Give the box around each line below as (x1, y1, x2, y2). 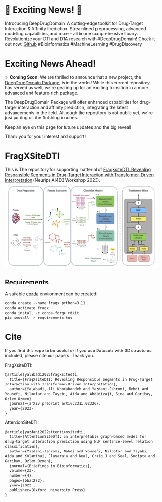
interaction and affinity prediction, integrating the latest (17, 104, 128, 110)
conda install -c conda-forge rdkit (5, 311, 79, 316)
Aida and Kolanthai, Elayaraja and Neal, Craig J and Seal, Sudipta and (5, 454, 155, 459)
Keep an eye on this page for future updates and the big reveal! (5, 124, 132, 130)
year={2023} (9, 406, 34, 411)
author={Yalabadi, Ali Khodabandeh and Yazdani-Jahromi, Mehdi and (9, 387, 149, 392)
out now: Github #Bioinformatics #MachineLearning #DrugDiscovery (5, 41, 142, 47)
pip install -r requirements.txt (5, 316, 73, 320)
